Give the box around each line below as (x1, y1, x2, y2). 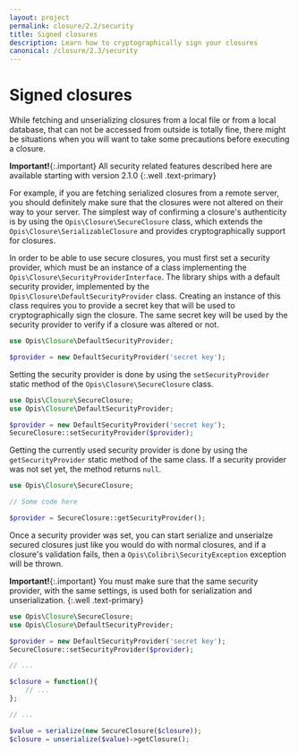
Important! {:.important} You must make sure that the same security (9, 576, 259, 586)
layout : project (9, 13, 70, 22)
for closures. (9, 235, 56, 247)
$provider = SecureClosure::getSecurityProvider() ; (9, 514, 206, 523)
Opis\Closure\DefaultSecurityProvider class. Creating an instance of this (9, 290, 281, 301)
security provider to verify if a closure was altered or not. (9, 319, 219, 330)
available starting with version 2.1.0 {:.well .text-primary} (9, 170, 217, 181)
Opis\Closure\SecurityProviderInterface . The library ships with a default (9, 272, 280, 282)
